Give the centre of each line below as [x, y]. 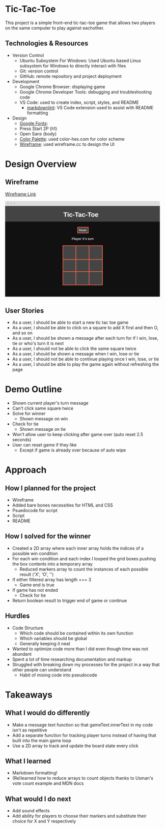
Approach [26, 470]
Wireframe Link [21, 194]
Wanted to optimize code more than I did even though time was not [80, 649]
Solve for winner [29, 414]
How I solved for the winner [48, 536]
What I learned [28, 761]
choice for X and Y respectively [44, 821]
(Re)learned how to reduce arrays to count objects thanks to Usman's [83, 778]
